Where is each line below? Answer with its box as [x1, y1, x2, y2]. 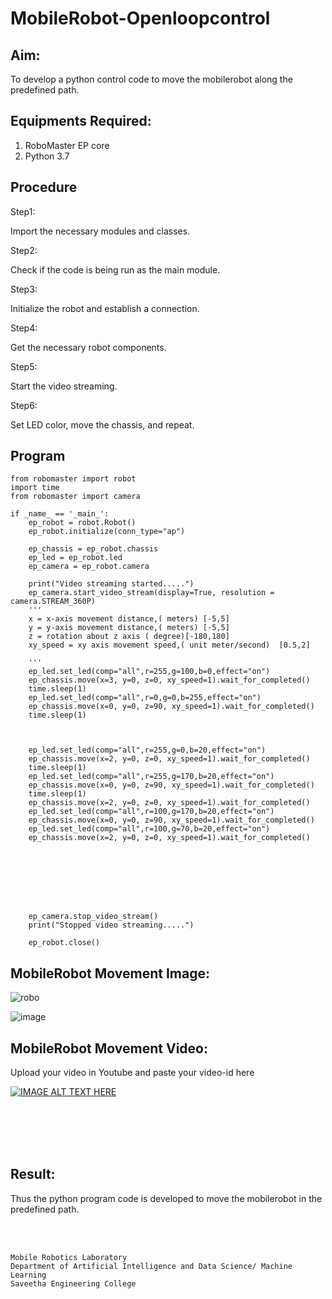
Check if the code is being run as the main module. [10, 263, 221, 276]
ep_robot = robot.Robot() [28, 518, 137, 528]
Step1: [10, 205, 36, 217]
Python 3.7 [24, 150, 70, 162]
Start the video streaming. [10, 380, 118, 392]
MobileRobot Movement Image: [10, 965, 211, 982]
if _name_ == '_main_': [10, 509, 110, 519]
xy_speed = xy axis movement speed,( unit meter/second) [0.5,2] [28, 640, 311, 651]
